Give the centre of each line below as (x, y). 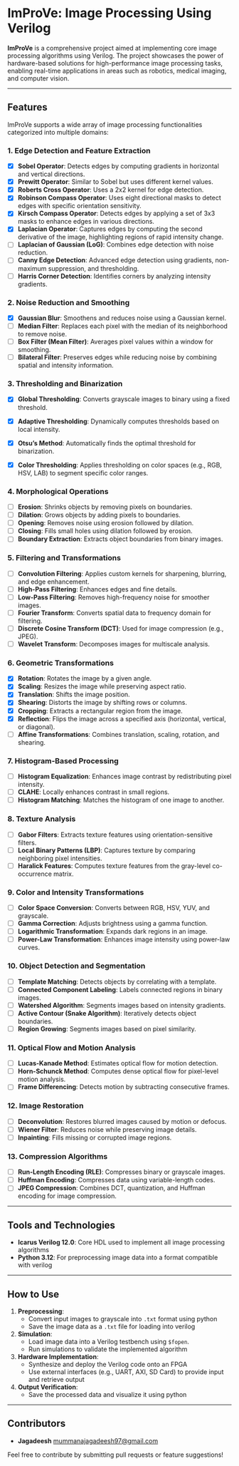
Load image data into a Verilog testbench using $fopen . (109, 1341)
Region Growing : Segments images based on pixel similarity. (107, 1028)
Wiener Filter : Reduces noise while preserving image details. (107, 1129)
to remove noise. (42, 334)
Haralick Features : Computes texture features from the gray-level (114, 866)
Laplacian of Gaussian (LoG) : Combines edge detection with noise (116, 244)
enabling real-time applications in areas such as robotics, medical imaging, (117, 71)
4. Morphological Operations (58, 491)
